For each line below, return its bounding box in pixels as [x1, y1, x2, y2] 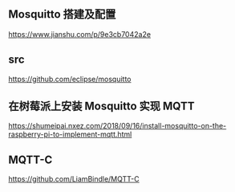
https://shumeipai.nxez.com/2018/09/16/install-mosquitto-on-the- [8, 121, 227, 131]
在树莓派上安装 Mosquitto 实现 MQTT [8, 100, 195, 113]
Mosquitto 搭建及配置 [8, 7, 116, 22]
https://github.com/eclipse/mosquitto [8, 74, 132, 84]
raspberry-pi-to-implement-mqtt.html [8, 129, 132, 139]
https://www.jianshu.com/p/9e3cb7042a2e [8, 29, 151, 39]
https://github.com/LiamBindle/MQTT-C [8, 174, 140, 184]
